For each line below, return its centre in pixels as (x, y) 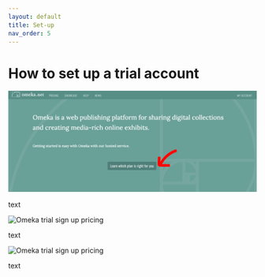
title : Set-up (32, 25)
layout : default (35, 17)
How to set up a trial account (104, 73)
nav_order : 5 (30, 33)
